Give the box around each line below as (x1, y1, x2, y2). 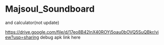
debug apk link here (40, 34, 81, 40)
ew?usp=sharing (5, 34, 40, 40)
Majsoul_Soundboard (5, 3, 95, 15)
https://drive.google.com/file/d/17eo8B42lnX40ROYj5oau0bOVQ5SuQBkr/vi (5, 29, 159, 35)
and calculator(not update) (5, 20, 59, 25)
